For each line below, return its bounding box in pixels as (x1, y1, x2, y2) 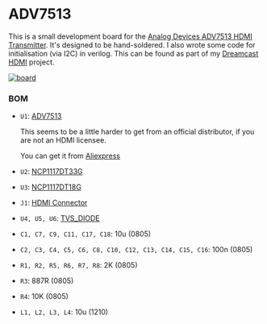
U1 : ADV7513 (19, 111, 62, 121)
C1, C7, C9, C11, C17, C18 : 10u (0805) (19, 229, 152, 239)
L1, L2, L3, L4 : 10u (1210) (19, 307, 109, 317)
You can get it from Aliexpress (19, 151, 121, 161)
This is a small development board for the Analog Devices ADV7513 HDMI (8, 31, 252, 41)
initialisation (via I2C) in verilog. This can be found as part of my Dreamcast (8, 48, 259, 58)
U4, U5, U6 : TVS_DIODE (19, 214, 100, 223)
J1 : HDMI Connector (19, 198, 88, 208)
